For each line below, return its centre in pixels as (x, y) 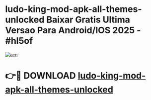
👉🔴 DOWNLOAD (40, 76)
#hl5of (19, 41)
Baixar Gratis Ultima (88, 20)
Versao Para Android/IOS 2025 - (73, 30)
